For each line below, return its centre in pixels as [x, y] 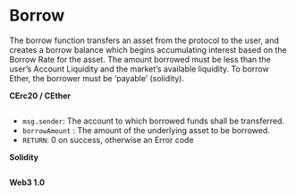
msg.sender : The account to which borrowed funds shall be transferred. [153, 121]
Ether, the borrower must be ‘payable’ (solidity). [97, 78]
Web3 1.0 [27, 182]
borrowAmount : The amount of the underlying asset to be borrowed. [146, 130]
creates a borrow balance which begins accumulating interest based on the [148, 49]
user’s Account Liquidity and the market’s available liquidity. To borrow [140, 69]
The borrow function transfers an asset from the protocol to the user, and [144, 40]
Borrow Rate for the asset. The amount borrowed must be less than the [140, 59]
